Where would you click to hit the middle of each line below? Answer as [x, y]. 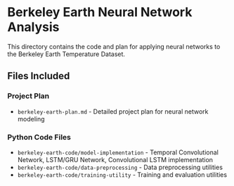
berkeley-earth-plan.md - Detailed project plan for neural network [113, 111]
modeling [31, 119]
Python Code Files [39, 137]
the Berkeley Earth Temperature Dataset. [66, 54]
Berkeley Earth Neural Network [100, 12]
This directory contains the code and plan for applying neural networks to [114, 46]
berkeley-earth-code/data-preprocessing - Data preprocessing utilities [120, 167]
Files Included [39, 76]
